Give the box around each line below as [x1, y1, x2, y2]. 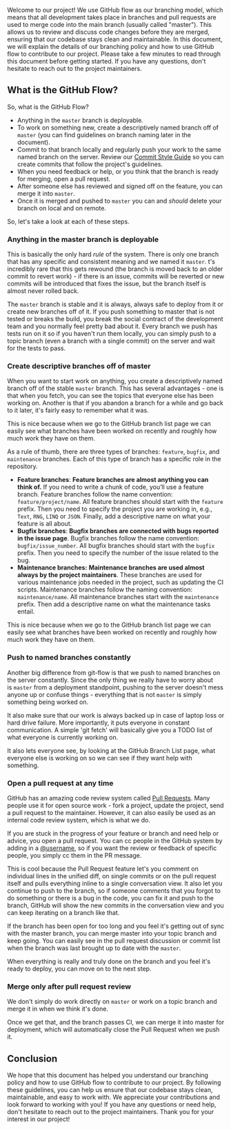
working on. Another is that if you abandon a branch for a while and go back [7, 399, 224, 407]
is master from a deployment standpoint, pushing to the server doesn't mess [7, 683, 224, 692]
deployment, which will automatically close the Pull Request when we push [7, 1025, 220, 1033]
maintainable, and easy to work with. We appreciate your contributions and [7, 1093, 221, 1102]
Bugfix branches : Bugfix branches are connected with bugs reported [17, 527, 219, 535]
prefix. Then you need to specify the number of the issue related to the [17, 549, 219, 557]
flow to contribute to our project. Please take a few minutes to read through [7, 50, 221, 58]
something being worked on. [7, 698, 89, 706]
